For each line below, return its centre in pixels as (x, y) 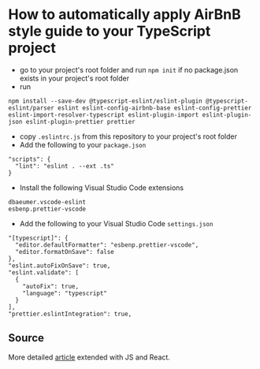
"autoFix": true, (51, 286)
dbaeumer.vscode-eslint (47, 202)
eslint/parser (32, 108)
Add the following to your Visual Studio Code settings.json (116, 223)
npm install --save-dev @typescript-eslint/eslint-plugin (105, 101)
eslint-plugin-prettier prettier (80, 121)
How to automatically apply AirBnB (125, 15)
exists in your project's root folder (74, 78)
